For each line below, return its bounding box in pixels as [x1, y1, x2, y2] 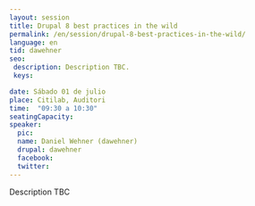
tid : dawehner [9, 46, 63, 55]
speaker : [9, 120, 42, 129]
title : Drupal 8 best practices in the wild [9, 21, 178, 30]
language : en [9, 37, 58, 47]
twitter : [17, 161, 50, 170]
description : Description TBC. [13, 63, 130, 72]
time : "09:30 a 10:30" [9, 103, 98, 112]
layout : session [9, 12, 70, 22]
